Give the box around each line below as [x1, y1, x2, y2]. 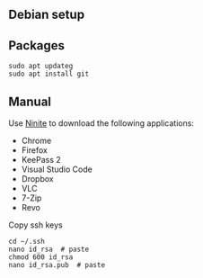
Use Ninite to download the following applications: [8, 118, 195, 129]
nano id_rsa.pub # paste [8, 261, 105, 270]
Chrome [21, 135, 52, 147]
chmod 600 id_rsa [8, 253, 74, 262]
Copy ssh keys [8, 220, 64, 230]
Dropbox [21, 174, 55, 184]
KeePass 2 [21, 155, 62, 166]
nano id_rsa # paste [8, 245, 90, 255]
